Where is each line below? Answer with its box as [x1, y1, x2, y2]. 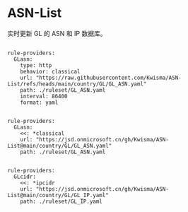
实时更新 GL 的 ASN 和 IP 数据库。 [7, 29, 107, 37]
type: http [20, 61, 52, 69]
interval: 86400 [20, 93, 69, 100]
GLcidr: [13, 173, 37, 180]
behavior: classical [20, 68, 81, 75]
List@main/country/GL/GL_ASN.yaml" [7, 142, 112, 149]
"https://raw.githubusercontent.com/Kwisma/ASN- [35, 74, 182, 81]
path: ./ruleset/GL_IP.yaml [20, 198, 102, 205]
